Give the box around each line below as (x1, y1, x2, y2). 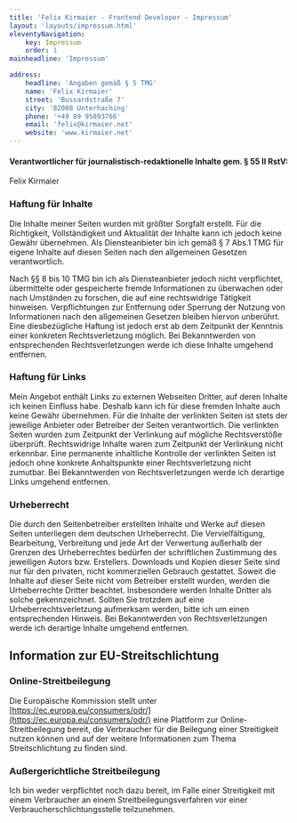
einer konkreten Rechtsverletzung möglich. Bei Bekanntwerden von (9, 330, 256, 341)
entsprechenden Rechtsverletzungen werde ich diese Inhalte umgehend (9, 339, 274, 350)
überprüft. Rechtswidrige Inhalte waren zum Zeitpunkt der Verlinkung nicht (9, 438, 284, 449)
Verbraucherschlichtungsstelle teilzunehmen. (9, 804, 175, 815)
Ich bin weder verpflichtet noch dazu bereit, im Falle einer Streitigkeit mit (9, 785, 276, 796)
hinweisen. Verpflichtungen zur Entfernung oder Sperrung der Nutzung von (9, 302, 286, 312)
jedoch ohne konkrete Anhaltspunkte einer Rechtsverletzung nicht (9, 457, 252, 468)
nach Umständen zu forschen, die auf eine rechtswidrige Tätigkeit (9, 292, 252, 303)
